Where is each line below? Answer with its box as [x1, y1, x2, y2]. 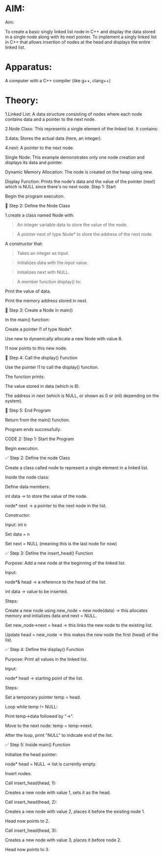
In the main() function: [5, 317, 50, 323]
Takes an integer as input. [17, 250, 70, 256]
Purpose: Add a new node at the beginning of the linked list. [5, 560, 126, 566]
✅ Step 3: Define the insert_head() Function [5, 550, 93, 556]
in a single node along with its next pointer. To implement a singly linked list [5, 34, 157, 40]
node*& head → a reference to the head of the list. [5, 579, 107, 585]
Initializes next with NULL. [17, 269, 70, 275]
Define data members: [5, 483, 50, 489]
